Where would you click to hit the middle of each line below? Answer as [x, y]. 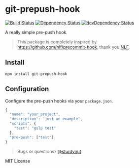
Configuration [27, 89]
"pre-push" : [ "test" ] [32, 137]
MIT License [18, 161]
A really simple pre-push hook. [36, 32]
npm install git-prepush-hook [36, 74]
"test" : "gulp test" [35, 128]
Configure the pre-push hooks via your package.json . [59, 101]
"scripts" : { [23, 124]
